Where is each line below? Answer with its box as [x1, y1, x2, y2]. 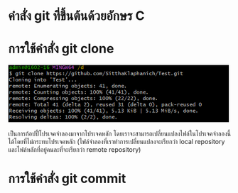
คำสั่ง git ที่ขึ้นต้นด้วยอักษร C [8, 8, 145, 24]
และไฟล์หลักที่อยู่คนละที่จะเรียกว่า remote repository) [8, 145, 141, 154]
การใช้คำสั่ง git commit [8, 171, 126, 187]
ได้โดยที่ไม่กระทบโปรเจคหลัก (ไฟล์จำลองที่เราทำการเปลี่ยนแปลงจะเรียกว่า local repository [8, 138, 225, 146]
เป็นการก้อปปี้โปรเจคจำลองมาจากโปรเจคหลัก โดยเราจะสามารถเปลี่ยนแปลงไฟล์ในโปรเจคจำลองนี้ [8, 129, 232, 138]
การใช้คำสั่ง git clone [8, 40, 114, 57]
